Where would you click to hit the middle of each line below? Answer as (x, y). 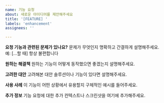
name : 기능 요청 (20, 10)
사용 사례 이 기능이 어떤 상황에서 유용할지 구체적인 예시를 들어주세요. (71, 85)
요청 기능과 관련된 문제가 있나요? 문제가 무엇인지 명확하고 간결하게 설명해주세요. (82, 47)
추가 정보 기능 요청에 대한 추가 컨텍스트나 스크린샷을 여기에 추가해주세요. (75, 96)
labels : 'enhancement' (29, 24)
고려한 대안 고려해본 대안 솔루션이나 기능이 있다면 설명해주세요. (66, 74)
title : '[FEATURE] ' (27, 19)
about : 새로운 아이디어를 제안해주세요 (39, 14)
